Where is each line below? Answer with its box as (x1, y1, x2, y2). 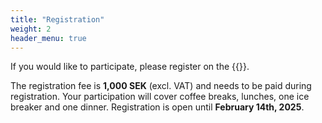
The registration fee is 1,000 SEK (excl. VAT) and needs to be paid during (10, 80, 312, 92)
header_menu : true (10, 33, 87, 43)
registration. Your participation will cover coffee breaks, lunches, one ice (10, 91, 310, 103)
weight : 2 (10, 24, 52, 34)
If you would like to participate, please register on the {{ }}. (10, 61, 250, 73)
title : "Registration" (10, 14, 105, 25)
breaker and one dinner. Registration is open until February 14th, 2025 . (10, 101, 305, 113)
